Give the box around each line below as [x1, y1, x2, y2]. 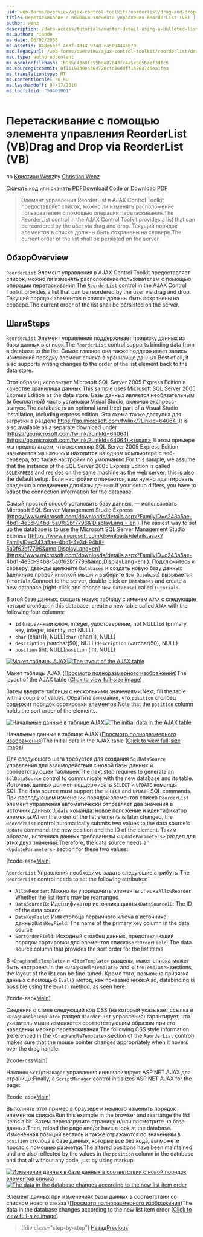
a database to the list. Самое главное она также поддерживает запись [6, 347, 187, 355]
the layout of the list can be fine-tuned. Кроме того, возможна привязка [6, 970, 189, 977]
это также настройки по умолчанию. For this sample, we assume [31, 456, 196, 463]
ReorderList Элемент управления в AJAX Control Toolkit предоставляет [6, 268, 190, 276]
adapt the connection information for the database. [6, 488, 134, 495]
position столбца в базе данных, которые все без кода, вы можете [6, 1137, 179, 1145]
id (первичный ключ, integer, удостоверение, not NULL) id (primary [14, 620, 187, 628]
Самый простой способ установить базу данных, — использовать [6, 500, 177, 507]
